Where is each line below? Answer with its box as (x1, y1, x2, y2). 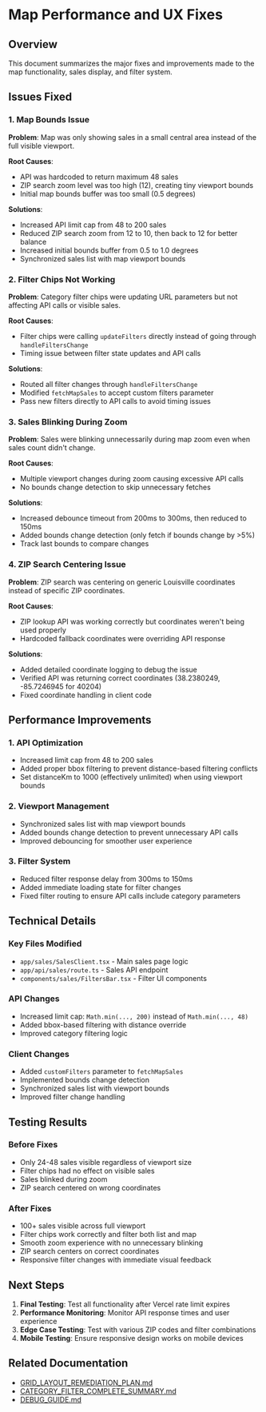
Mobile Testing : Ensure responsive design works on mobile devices (19, 1333, 244, 1342)
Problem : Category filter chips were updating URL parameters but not (8, 292, 238, 301)
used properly (19, 625, 66, 635)
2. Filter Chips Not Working (8, 273, 116, 285)
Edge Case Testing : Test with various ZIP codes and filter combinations (19, 1325, 256, 1334)
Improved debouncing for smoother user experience (19, 836, 193, 845)
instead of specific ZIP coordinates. (8, 585, 125, 595)
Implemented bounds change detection (19, 1075, 150, 1085)
